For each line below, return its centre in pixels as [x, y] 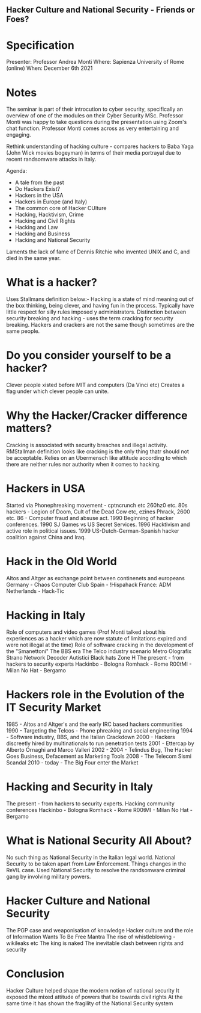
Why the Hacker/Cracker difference [97, 416]
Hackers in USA [46, 488]
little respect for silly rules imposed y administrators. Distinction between [96, 312]
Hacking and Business [43, 234]
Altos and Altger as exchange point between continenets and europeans [95, 578]
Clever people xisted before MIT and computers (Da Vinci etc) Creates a [95, 385]
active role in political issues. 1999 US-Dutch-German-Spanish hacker [93, 531]
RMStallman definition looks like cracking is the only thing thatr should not [97, 451]
